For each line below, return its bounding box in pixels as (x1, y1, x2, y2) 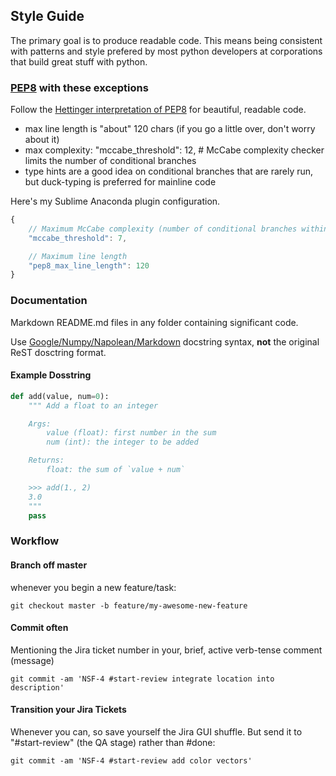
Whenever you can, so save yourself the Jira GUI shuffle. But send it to (10, 726, 303, 738)
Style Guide (10, 8, 85, 25)
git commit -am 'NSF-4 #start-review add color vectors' (10, 756, 253, 766)
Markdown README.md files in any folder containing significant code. (10, 316, 299, 328)
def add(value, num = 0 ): (10, 391, 110, 401)
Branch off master (10, 559, 88, 571)
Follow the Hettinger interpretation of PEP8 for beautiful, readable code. (10, 104, 307, 116)
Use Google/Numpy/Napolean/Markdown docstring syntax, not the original (10, 335, 320, 348)
